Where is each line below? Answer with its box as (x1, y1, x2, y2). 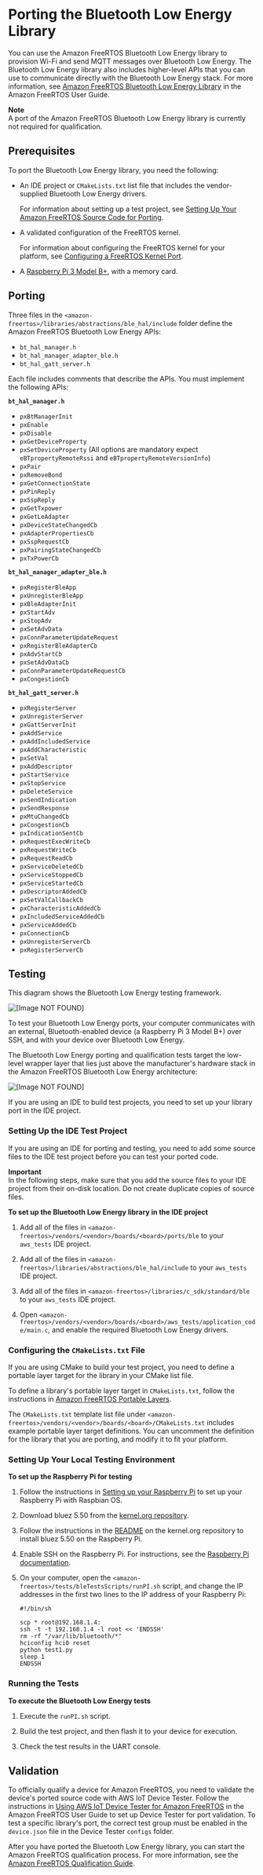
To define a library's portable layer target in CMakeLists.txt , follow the (8, 1386, 236, 1395)
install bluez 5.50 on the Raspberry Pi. (19, 1534, 143, 1544)
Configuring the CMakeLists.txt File (8, 1344, 145, 1355)
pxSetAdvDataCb (19, 658, 70, 667)
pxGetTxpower (19, 504, 63, 512)
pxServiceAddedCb (19, 921, 77, 929)
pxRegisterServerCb (19, 946, 84, 954)
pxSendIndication (19, 795, 77, 804)
